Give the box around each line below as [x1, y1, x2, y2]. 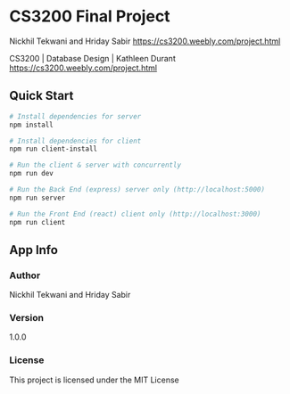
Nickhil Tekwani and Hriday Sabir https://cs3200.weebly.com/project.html [9, 36, 281, 46]
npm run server [9, 193, 66, 202]
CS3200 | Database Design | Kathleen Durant [9, 53, 176, 63]
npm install [9, 120, 54, 129]
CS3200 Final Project [9, 6, 171, 27]
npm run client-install [9, 144, 98, 153]
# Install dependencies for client [9, 136, 142, 145]
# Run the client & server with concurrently [9, 160, 181, 170]
